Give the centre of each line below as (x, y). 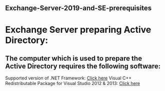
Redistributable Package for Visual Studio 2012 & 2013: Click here (73, 84)
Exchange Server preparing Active (78, 30)
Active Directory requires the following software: (83, 66)
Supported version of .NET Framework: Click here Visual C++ (68, 78)
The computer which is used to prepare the (74, 58)
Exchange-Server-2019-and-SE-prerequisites (78, 8)
